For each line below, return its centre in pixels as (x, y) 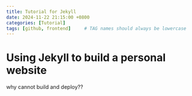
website (26, 71)
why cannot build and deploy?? (45, 87)
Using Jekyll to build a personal (86, 58)
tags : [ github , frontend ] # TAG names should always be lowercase (96, 28)
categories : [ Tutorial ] (36, 23)
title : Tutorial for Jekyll (41, 12)
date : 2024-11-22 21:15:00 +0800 (48, 17)
